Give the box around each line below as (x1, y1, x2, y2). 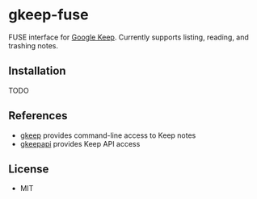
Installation (8, 64, 66, 78)
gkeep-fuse (8, 6, 89, 24)
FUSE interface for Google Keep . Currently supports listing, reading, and (8, 32, 249, 42)
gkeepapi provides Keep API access (19, 139, 141, 148)
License (8, 162, 49, 176)
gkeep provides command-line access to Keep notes (19, 131, 196, 140)
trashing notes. (8, 40, 59, 50)
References (8, 109, 68, 122)
